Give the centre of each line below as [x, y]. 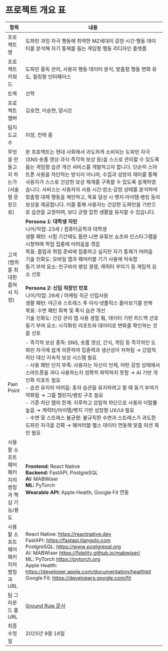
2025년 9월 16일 [45, 633]
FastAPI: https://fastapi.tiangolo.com [68, 540]
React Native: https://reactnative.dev [68, 534]
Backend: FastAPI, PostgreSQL [62, 472]
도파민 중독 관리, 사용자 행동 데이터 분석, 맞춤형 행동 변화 [88, 69]
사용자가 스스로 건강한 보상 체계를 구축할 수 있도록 [81, 182]
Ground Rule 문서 [45, 606]
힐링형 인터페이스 [52, 77]
